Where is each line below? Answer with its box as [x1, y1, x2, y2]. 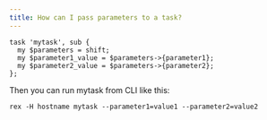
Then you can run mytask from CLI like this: [9, 84, 170, 95]
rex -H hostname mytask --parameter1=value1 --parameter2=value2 [9, 102, 258, 111]
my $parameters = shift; [17, 46, 110, 55]
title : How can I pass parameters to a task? [9, 13, 182, 22]
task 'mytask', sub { [9, 38, 90, 47]
